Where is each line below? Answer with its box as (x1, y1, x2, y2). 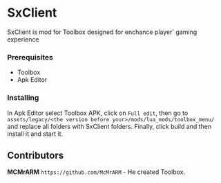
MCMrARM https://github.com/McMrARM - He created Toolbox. (7, 168, 185, 176)
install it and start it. (7, 130, 64, 138)
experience (7, 35, 39, 43)
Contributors (7, 149, 64, 161)
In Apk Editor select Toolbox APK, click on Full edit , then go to (7, 109, 189, 117)
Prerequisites (7, 52, 53, 62)
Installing (7, 93, 39, 103)
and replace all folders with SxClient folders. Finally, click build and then (7, 122, 212, 130)
